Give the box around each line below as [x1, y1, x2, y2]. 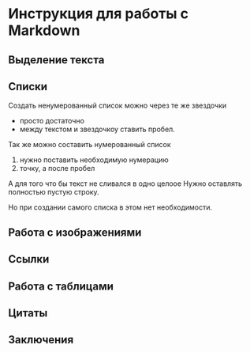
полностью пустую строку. [8, 187, 100, 197]
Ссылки [8, 252, 50, 266]
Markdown [8, 21, 80, 40]
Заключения [8, 333, 74, 346]
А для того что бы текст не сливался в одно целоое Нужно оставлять [8, 179, 243, 188]
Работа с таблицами [8, 279, 114, 293]
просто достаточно [19, 116, 85, 126]
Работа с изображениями [8, 225, 142, 239]
